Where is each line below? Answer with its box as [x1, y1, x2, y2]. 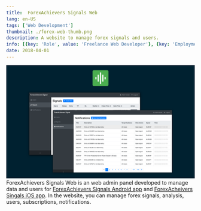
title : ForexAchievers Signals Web [6, 10, 98, 16]
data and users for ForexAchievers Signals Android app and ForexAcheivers [6, 186, 193, 193]
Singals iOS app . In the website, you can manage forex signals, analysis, [6, 192, 184, 199]
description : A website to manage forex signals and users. [6, 35, 160, 41]
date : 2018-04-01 [6, 48, 50, 54]
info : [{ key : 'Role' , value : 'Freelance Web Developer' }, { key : [6, 41, 170, 47]
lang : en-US [6, 16, 36, 22]
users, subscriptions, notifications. [6, 198, 92, 206]
